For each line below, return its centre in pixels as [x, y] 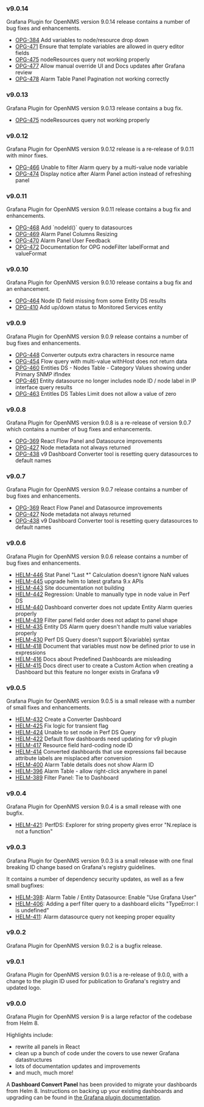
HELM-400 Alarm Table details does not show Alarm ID [84, 764]
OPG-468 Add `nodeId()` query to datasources [74, 227]
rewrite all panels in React [47, 1047]
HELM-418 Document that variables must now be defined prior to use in [105, 646]
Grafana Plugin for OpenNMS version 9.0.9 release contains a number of [97, 336]
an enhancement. [28, 289]
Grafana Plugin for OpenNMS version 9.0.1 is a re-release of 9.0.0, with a [97, 975]
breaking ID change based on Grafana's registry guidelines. [81, 867]
